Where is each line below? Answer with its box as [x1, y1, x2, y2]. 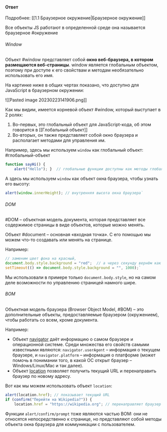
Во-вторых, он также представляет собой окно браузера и [12, 132, 138, 138]
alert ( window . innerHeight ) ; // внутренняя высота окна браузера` [5, 190, 143, 196]
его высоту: [5, 181, 30, 187]
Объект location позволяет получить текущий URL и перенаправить [12, 368, 157, 374]
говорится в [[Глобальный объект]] [12, 127, 88, 133]
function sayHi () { [5, 162, 46, 167]
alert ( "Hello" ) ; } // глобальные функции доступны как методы [14, 167, 148, 172]
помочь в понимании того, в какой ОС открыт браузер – [12, 357, 132, 363]
